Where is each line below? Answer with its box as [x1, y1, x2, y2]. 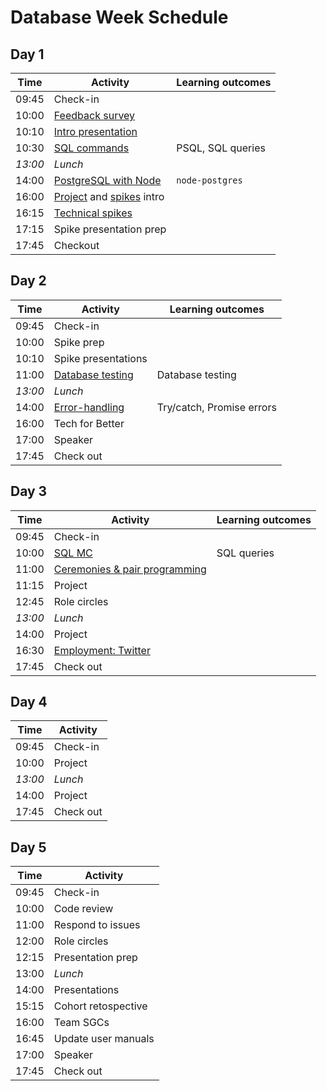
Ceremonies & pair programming [53, 562, 207, 576]
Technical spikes [53, 206, 133, 220]
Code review [53, 902, 114, 916]
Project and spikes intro [53, 190, 165, 203]
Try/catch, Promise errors [156, 400, 277, 414]
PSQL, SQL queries [176, 141, 266, 155]
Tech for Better [53, 416, 125, 430]
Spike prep [53, 335, 105, 349]
